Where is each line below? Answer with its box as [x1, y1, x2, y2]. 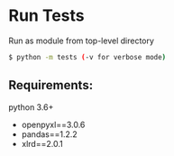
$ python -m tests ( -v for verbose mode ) [8, 52, 167, 61]
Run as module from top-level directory [8, 35, 155, 46]
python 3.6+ [8, 101, 54, 113]
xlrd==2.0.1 [21, 138, 64, 149]
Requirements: [8, 78, 94, 93]
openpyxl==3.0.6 [21, 119, 86, 130]
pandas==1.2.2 [21, 128, 78, 140]
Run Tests [8, 5, 85, 26]
